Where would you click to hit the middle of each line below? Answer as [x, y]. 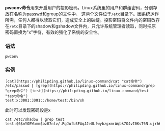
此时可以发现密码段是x [28, 110]
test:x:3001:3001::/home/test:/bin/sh [45, 100]
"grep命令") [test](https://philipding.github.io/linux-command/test [77, 91]
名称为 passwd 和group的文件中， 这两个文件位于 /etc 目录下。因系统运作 [86, 14]
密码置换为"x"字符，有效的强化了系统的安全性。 [54, 32]
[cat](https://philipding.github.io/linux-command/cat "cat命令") [74, 81]
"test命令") [16, 96]
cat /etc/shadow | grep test [35, 119]
